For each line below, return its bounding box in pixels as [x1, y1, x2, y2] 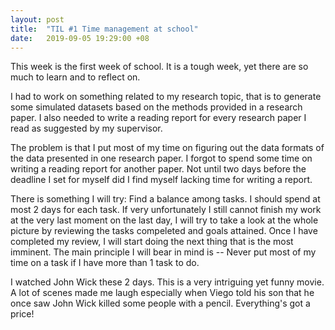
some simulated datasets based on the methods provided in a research [10, 101, 303, 113]
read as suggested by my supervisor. [10, 122, 163, 135]
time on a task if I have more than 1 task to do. [10, 257, 200, 269]
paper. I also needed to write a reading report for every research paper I [10, 112, 307, 124]
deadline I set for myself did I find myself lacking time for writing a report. [10, 174, 313, 186]
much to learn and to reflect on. [10, 71, 141, 83]
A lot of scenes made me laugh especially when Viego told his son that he [10, 287, 315, 299]
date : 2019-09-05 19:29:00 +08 [10, 33, 150, 43]
